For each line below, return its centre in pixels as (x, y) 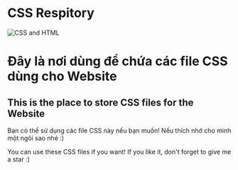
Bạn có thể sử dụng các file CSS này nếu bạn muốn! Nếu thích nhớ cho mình (119, 130)
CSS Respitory (51, 13)
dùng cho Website (62, 76)
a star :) (19, 159)
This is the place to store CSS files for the (101, 102)
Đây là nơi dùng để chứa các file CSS (118, 61)
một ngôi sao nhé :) (36, 138)
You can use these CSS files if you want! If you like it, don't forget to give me (119, 152)
